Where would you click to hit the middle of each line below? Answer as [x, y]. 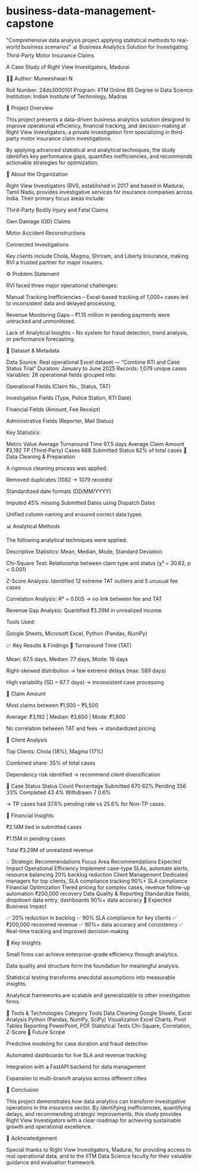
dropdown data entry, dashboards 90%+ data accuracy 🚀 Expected [89, 900]
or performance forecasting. [41, 339]
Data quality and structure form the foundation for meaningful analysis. [93, 965]
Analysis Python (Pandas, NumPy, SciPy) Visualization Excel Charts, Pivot [96, 1019]
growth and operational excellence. [49, 1126]
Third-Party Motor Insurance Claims [50, 55]
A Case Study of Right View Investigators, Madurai [68, 67]
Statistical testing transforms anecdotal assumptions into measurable [91, 977]
